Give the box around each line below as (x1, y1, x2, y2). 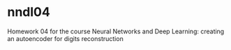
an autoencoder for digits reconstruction (7, 34, 124, 42)
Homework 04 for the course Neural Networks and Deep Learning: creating (7, 27, 225, 35)
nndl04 (7, 4, 50, 20)
